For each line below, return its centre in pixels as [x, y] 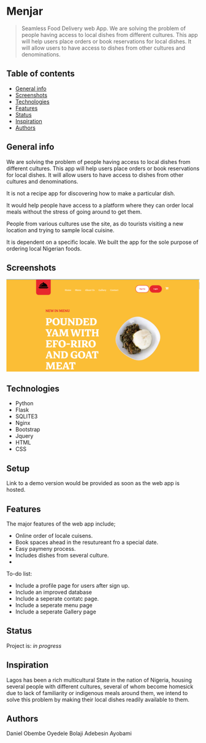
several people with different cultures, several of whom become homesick [100, 687]
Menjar [25, 11]
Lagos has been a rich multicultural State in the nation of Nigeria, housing [99, 680]
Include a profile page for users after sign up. [72, 585]
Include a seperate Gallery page [55, 612]
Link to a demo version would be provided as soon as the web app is [93, 483]
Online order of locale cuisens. [54, 536]
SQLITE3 [26, 416]
